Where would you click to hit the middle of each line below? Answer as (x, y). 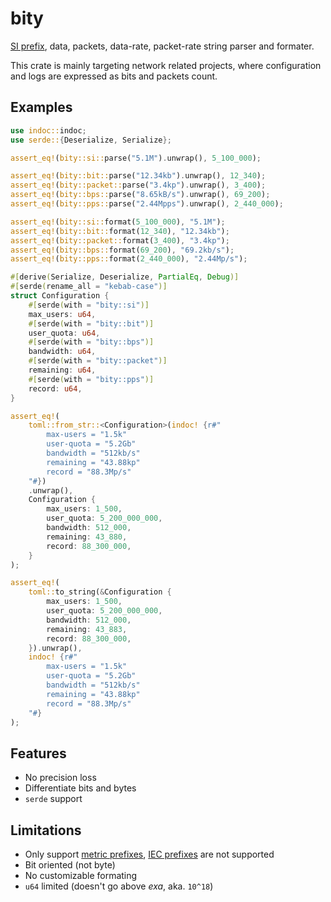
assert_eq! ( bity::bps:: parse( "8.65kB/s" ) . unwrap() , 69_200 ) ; (140, 195)
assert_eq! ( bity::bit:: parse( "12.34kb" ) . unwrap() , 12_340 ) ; (138, 176)
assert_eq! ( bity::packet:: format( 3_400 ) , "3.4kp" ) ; (120, 240)
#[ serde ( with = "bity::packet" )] (98, 361)
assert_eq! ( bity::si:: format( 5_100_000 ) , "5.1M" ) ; (118, 222)
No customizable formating (81, 875)
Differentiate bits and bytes (80, 788)
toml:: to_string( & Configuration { (100, 592)
